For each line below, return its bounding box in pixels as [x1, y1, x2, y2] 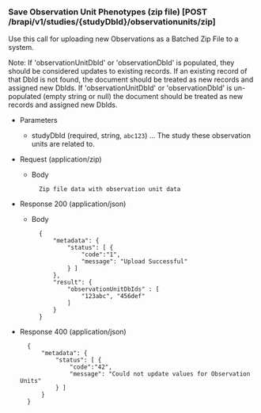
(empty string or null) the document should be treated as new [43, 92, 244, 101]
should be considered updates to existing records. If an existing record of [8, 67, 248, 76]
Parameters [19, 116, 58, 125]
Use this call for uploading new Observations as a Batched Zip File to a [8, 34, 239, 44]
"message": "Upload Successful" [81, 258, 188, 266]
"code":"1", [81, 250, 121, 259]
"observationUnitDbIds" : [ [66, 285, 160, 293]
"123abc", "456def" [81, 293, 146, 300]
